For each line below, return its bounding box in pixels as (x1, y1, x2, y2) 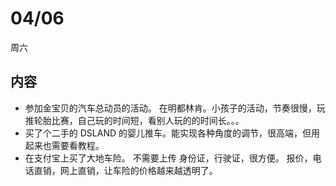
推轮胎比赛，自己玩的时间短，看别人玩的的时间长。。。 (24, 114, 245, 126)
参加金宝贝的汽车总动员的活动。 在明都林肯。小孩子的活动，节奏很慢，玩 (24, 102, 326, 114)
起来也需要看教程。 (24, 139, 105, 151)
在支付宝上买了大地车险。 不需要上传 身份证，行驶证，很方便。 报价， (24, 152, 313, 164)
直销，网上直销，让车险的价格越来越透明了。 (33, 164, 218, 176)
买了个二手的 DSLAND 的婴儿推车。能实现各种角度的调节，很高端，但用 (24, 127, 320, 139)
